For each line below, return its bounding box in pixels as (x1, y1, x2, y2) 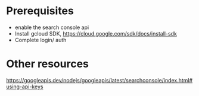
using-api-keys (6, 83, 43, 90)
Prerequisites (6, 4, 74, 18)
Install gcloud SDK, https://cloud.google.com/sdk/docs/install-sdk (14, 30, 178, 37)
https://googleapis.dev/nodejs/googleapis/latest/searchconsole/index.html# (6, 76, 193, 84)
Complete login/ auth (14, 36, 67, 43)
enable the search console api (14, 24, 89, 31)
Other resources (6, 57, 89, 71)
